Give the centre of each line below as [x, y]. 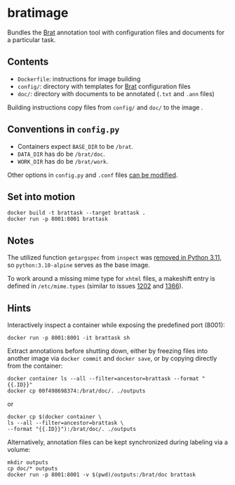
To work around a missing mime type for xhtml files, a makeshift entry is [111, 279]
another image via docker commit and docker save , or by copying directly [112, 358]
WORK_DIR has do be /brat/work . [63, 161]
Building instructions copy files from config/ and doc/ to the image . [105, 107]
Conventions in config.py [63, 129]
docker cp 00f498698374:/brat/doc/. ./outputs [76, 391]
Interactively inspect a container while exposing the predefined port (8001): [116, 325]
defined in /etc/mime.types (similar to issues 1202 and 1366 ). [95, 286]
